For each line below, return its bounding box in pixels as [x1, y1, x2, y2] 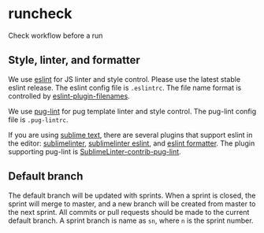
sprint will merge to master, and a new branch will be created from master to [8, 198, 256, 209]
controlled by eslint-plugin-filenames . [8, 91, 130, 101]
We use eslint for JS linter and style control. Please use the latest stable [8, 74, 241, 83]
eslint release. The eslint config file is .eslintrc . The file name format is [8, 83, 242, 92]
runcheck [8, 5, 73, 23]
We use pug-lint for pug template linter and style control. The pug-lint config [8, 106, 257, 116]
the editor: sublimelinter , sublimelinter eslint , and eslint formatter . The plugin [8, 139, 255, 148]
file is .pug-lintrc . [8, 115, 69, 124]
